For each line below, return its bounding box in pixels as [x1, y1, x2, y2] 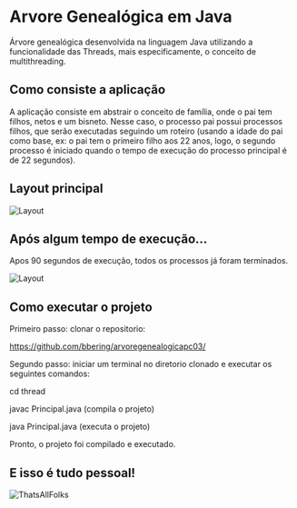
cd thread [9, 386, 46, 397]
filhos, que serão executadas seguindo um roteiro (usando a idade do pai [9, 125, 283, 136]
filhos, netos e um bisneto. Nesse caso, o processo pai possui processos [9, 115, 283, 126]
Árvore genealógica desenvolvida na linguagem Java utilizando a [9, 36, 253, 47]
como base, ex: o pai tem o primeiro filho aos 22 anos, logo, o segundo [9, 134, 276, 146]
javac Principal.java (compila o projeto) [9, 403, 155, 414]
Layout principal [9, 181, 104, 196]
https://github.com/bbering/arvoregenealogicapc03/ [9, 341, 206, 352]
